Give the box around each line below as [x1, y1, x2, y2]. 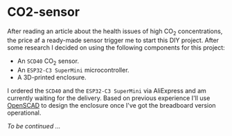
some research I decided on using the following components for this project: [7, 43, 225, 52]
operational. [7, 108, 42, 117]
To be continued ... [7, 122, 61, 130]
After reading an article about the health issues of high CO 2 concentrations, [7, 27, 223, 37]
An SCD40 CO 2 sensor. [17, 57, 80, 66]
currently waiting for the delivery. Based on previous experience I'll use [7, 94, 211, 102]
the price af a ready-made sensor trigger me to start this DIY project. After [7, 36, 220, 44]
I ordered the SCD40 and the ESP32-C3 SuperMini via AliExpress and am [7, 86, 206, 95]
